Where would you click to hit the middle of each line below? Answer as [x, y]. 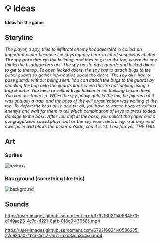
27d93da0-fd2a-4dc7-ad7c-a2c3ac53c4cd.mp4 [54, 236]
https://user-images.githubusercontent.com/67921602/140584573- [72, 216]
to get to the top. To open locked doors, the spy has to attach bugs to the [78, 70]
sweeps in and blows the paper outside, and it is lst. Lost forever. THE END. [80, 126]
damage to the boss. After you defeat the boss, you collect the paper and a [80, 116]
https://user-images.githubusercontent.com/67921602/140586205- [72, 230]
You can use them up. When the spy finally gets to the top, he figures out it [80, 95]
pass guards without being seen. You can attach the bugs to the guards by [80, 80]
